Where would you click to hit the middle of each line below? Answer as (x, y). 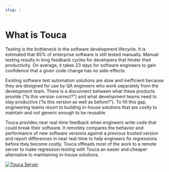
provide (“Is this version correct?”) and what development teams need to (81, 96)
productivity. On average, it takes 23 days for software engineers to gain (81, 65)
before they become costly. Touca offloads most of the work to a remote (81, 144)
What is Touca (36, 35)
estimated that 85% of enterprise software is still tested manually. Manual (82, 54)
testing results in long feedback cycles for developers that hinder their (78, 60)
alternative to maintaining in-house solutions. (52, 154)
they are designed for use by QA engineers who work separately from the (82, 85)
